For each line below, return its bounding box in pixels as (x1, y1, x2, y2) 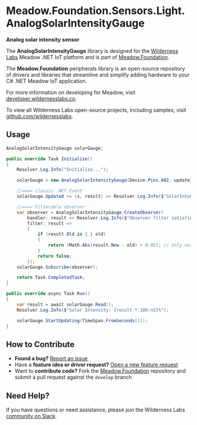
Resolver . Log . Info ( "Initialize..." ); (16, 167, 109, 173)
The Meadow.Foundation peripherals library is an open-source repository (6, 65, 185, 72)
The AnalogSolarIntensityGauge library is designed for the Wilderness (6, 47, 179, 54)
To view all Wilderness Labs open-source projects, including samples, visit (6, 106, 186, 113)
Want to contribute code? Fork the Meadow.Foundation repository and (14, 367, 186, 375)
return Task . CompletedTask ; (16, 275, 85, 281)
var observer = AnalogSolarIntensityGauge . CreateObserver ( (16, 210, 164, 215)
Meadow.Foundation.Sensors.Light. (6, 4, 186, 18)
